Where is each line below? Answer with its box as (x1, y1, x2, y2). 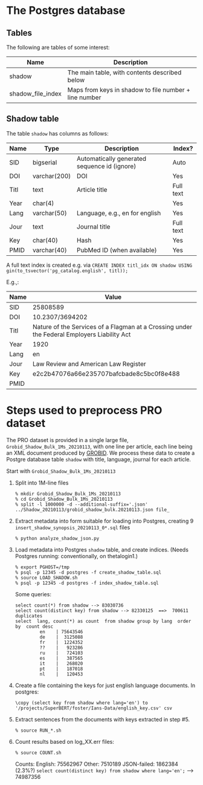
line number (67, 93, 101, 102)
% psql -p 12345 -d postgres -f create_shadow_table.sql (14, 569, 162, 575)
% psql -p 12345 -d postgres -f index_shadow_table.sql (14, 580, 159, 586)
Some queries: (14, 590, 51, 598)
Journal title (76, 222, 111, 230)
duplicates (14, 613, 43, 619)
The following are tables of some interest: (6, 44, 110, 51)
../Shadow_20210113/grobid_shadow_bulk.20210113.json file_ (14, 506, 170, 513)
